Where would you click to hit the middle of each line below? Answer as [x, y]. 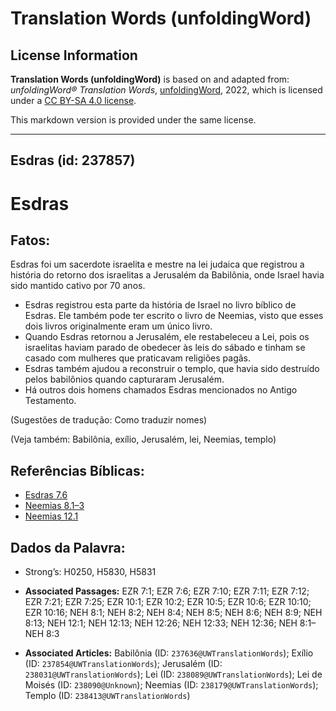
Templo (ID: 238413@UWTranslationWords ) [107, 696]
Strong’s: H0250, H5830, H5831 [90, 572]
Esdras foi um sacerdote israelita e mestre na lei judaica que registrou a [157, 264]
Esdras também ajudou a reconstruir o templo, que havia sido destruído [172, 369]
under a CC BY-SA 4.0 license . [73, 100]
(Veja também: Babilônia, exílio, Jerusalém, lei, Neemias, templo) [143, 439]
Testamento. [50, 401]
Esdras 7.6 [46, 495]
